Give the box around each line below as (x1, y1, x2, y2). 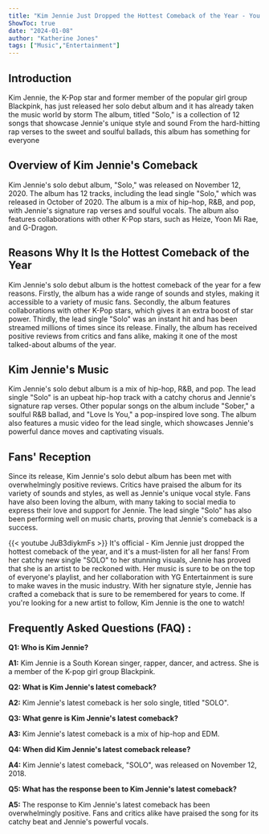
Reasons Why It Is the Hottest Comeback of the (8, 246, 251, 260)
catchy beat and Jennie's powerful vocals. (8, 817, 149, 826)
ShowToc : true (8, 19, 56, 27)
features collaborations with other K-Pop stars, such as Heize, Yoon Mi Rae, (8, 214, 259, 223)
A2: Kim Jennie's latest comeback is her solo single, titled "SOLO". (8, 698, 229, 707)
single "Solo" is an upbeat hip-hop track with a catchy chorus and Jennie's (8, 393, 256, 403)
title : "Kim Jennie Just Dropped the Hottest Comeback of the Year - (8, 11, 247, 20)
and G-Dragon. (8, 223, 59, 232)
